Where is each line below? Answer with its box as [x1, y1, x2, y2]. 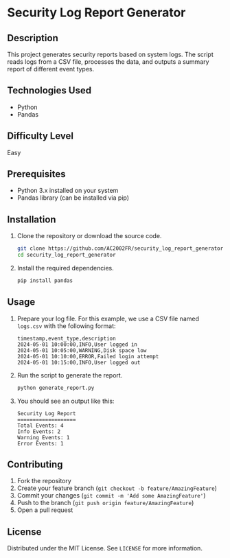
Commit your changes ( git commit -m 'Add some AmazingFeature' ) [16, 491, 206, 500]
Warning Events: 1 [16, 434, 70, 441]
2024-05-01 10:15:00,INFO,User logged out [16, 359, 141, 366]
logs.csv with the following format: [16, 321, 116, 330]
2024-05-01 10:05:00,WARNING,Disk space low [16, 347, 147, 354]
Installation [7, 213, 56, 225]
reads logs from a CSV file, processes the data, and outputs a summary [7, 58, 209, 66]
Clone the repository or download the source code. [16, 232, 162, 240]
